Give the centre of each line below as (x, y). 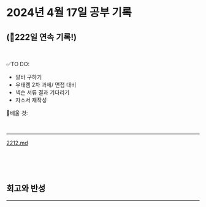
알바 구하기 (29, 77)
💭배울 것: (17, 113)
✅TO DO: (18, 64)
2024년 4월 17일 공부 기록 (69, 13)
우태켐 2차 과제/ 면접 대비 (46, 85)
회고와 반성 (26, 188)
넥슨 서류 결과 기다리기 (42, 92)
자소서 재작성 (31, 100)
